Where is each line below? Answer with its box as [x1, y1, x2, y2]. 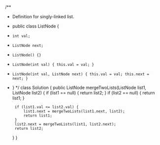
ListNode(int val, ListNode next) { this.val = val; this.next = [12, 72, 149, 77]
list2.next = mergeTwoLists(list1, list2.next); [14, 122, 117, 127]
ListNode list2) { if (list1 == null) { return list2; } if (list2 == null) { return [12, 90, 155, 95]
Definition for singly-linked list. [12, 14, 74, 19]
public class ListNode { [12, 23, 59, 29]
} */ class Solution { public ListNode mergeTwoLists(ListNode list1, [12, 85, 147, 90]
